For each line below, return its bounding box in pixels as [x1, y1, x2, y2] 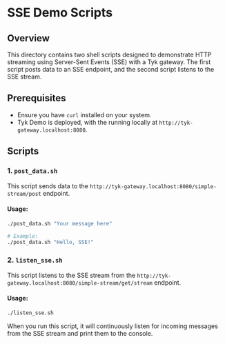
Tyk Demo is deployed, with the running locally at [17, 118, 157, 126]
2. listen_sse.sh [7, 255, 63, 265]
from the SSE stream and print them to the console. [7, 329, 153, 337]
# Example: [7, 232, 39, 239]
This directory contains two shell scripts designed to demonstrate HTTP [7, 50, 212, 59]
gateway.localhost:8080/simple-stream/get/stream [7, 279, 153, 287]
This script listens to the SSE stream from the [7, 271, 136, 279]
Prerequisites [7, 92, 66, 104]
